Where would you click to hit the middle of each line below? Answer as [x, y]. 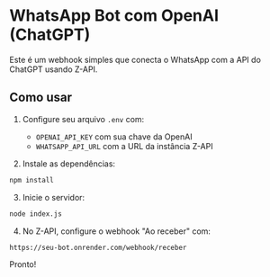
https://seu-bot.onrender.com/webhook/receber [98, 247]
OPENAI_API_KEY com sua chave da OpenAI [114, 137]
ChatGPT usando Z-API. [54, 69]
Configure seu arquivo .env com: [83, 119]
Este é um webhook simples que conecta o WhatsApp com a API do [135, 59]
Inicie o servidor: [54, 197]
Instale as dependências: [68, 164]
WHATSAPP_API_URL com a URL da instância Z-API [124, 146]
